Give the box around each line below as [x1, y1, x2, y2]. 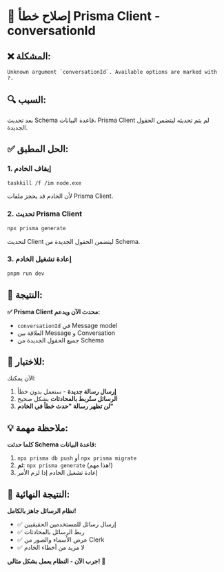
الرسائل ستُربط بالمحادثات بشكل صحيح [17, 395, 118, 403]
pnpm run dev [7, 270, 45, 277]
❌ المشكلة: [7, 50, 51, 62]
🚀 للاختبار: [7, 356, 45, 367]
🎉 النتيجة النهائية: [7, 488, 70, 500]
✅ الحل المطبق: [7, 143, 69, 155]
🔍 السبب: [7, 94, 47, 106]
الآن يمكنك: [7, 374, 36, 382]
